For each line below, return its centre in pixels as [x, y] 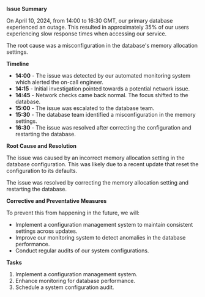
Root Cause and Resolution [41, 146]
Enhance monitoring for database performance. [75, 281]
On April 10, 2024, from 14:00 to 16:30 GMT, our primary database [90, 20]
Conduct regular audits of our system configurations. [82, 251]
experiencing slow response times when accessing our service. [87, 34]
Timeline [18, 64]
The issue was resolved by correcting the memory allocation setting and [97, 182]
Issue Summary [27, 9]
